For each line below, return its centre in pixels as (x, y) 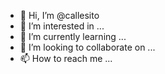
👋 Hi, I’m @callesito (59, 15)
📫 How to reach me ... (66, 58)
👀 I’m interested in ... (62, 26)
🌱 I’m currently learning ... (73, 36)
